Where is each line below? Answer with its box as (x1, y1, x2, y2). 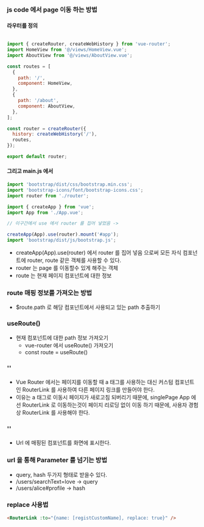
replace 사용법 (7, 501, 49, 509)
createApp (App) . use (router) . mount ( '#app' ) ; (7, 231, 119, 238)
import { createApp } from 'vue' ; (7, 203, 95, 210)
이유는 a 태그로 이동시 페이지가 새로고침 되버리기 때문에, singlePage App (15, 393, 190, 401)
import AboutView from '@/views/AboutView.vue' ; (7, 52, 133, 59)
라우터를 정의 (7, 21, 38, 29)
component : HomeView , (18, 81, 72, 87)
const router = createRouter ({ (7, 125, 86, 132)
